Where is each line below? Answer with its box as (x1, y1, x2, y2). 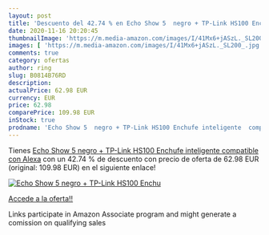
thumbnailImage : (8, 34, 62, 43)
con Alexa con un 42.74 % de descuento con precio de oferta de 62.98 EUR (8, 154, 259, 164)
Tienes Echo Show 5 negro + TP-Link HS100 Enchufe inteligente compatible (8, 145, 259, 155)
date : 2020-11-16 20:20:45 (8, 26, 98, 34)
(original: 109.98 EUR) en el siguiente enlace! (8, 162, 156, 172)
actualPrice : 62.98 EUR (8, 86, 88, 95)
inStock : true (8, 116, 56, 124)
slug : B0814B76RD (8, 71, 66, 79)
